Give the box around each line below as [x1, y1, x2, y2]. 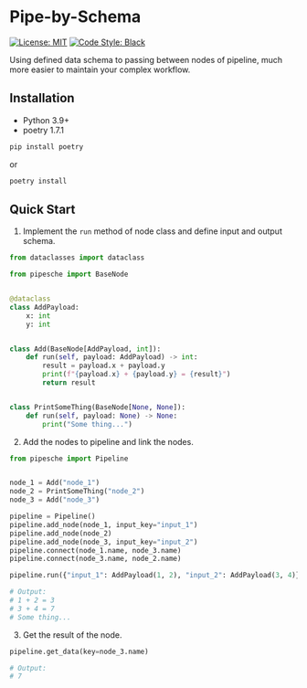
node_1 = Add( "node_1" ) [9, 478, 101, 488]
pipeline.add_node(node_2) [9, 528, 112, 538]
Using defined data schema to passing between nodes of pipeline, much [9, 54, 283, 65]
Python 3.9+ [22, 114, 70, 125]
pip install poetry [9, 142, 84, 152]
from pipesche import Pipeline [9, 454, 129, 463]
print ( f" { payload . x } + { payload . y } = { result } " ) [42, 370, 231, 379]
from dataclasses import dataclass [9, 253, 145, 262]
